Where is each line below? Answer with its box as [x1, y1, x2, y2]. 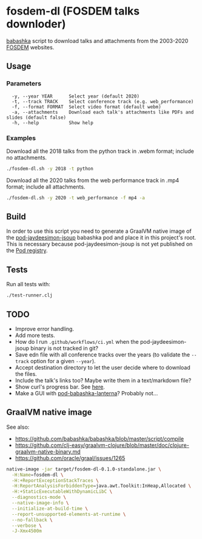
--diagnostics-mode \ [12, 494, 67, 501]
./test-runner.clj [6, 292, 53, 298]
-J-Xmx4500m [12, 528, 42, 534]
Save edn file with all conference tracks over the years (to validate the [15, 350, 190, 358]
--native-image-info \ [12, 500, 69, 506]
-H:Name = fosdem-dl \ [12, 472, 64, 478]
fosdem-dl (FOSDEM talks [6, 4, 140, 18]
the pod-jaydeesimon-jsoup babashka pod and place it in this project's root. [6, 234, 197, 241]
